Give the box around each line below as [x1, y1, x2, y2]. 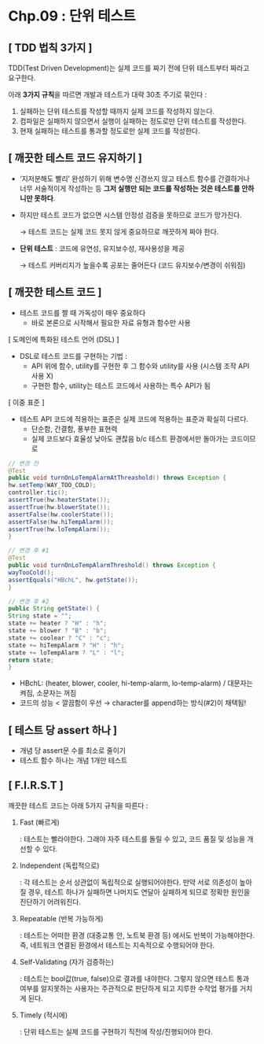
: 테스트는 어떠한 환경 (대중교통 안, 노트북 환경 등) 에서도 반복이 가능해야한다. [19, 930, 255, 940]
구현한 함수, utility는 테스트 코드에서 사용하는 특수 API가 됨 [31, 381, 211, 390]
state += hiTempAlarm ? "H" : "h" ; [8, 641, 125, 649]
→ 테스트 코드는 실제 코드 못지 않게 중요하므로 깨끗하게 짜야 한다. [19, 227, 219, 236]
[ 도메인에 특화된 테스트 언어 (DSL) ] [8, 334, 119, 344]
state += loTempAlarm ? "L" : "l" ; [8, 648, 125, 657]
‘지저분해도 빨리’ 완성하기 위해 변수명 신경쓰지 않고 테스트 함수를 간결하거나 [19, 174, 250, 183]
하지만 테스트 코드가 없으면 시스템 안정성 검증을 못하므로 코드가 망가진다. [19, 210, 242, 219]
